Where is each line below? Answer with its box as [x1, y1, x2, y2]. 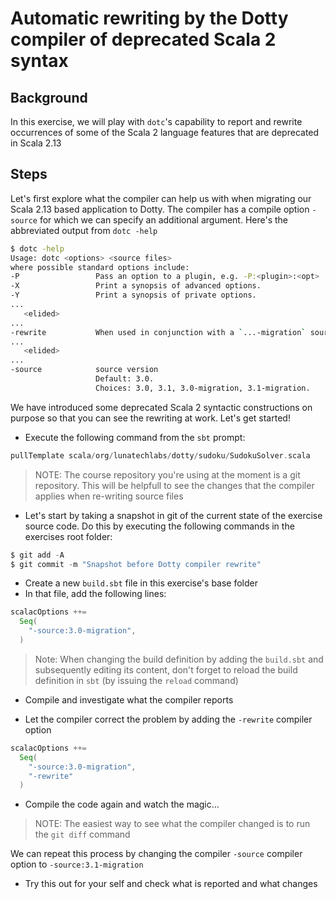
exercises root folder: [24, 530, 113, 542]
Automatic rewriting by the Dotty [10, 7, 289, 30]
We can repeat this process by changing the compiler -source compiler [10, 848, 303, 860]
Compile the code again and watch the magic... [24, 798, 220, 811]
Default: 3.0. [95, 374, 155, 384]
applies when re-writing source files [34, 490, 184, 502]
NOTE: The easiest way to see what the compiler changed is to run [34, 818, 311, 830]
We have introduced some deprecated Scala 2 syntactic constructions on [10, 401, 313, 413]
